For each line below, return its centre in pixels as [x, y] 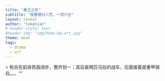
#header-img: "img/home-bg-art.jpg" [44, 33]
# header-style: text [28, 29]
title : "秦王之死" [23, 10]
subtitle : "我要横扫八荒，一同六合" [40, 15]
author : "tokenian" [26, 24]
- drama [18, 47]
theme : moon [18, 38]
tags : [11, 43]
